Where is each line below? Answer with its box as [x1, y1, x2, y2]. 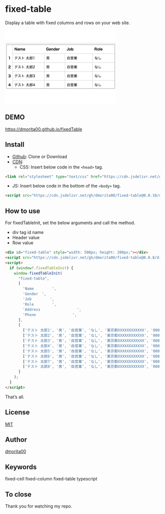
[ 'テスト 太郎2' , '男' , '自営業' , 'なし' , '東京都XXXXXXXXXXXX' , [23, 333, 149, 338]
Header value [12, 235, 40, 241]
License [5, 408, 30, 417]
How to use [5, 207, 40, 215]
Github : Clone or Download [12, 154, 67, 160]
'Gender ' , [23, 291, 47, 296]
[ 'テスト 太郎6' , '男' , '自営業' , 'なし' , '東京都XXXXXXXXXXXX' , [23, 353, 149, 359]
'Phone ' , [23, 312, 77, 317]
